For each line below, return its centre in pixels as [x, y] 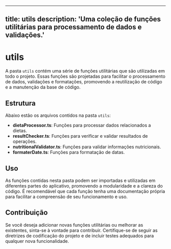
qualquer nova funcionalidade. [37, 241]
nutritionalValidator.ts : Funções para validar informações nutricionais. [87, 147]
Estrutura [21, 103]
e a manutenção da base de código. [43, 87]
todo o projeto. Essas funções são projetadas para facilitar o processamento [85, 76]
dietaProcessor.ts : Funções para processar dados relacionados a [82, 126]
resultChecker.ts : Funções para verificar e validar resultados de [80, 136]
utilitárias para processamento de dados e [74, 27]
